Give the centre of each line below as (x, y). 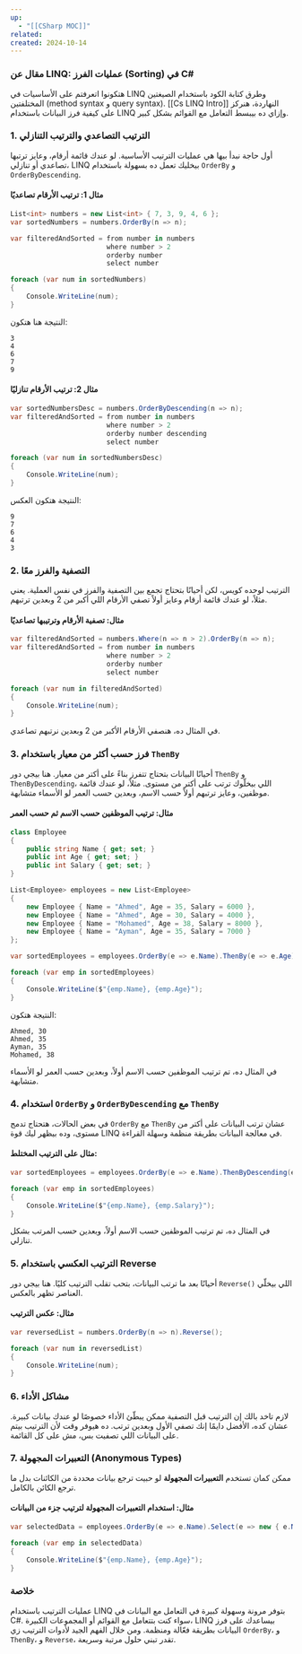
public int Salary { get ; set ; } (89, 866)
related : (26, 34)
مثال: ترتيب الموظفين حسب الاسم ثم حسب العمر (92, 814)
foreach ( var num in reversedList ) (77, 1348)
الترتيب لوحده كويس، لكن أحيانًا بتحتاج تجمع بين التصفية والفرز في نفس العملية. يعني (150, 590)
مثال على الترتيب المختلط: (54, 1153)
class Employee (39, 832)
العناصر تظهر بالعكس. (47, 1293)
